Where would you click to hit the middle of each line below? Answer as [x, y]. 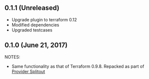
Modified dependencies [35, 25]
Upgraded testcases [32, 30]
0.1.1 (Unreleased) [32, 8]
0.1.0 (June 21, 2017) [36, 45]
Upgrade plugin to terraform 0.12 [44, 19]
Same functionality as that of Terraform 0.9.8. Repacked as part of [78, 66]
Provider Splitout [28, 71]
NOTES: [12, 57]
